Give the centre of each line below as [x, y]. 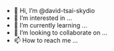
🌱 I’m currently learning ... [50, 25]
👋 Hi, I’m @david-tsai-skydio [54, 11]
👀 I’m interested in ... [43, 18]
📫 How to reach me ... [46, 40]
